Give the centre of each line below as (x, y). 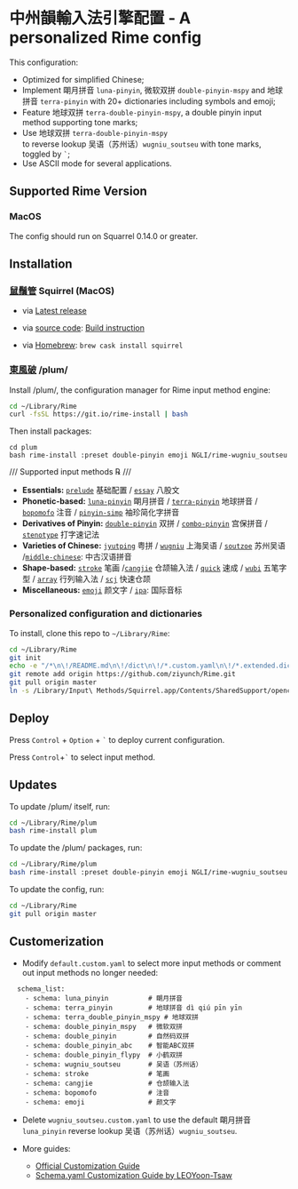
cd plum (24, 448)
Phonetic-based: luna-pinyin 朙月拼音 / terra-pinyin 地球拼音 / (140, 501)
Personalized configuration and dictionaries (106, 614)
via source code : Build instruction (83, 328)
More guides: (46, 1148)
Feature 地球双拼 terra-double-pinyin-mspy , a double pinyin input (142, 112)
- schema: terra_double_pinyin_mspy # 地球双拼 (112, 1017)
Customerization (57, 942)
